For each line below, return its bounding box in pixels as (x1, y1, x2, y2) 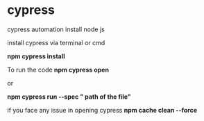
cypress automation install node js (7, 25, 105, 33)
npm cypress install (7, 51, 65, 60)
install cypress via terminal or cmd (7, 38, 105, 47)
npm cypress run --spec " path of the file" (7, 92, 132, 101)
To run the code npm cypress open (7, 65, 110, 74)
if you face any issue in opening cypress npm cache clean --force (7, 106, 198, 114)
